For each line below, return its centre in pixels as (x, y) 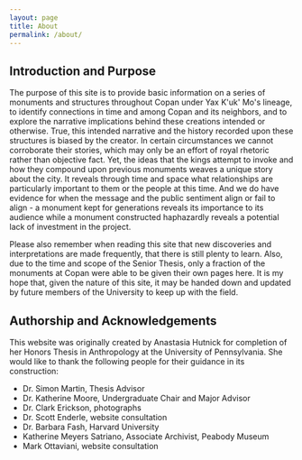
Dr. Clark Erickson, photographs (82, 408)
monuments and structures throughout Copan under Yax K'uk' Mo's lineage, (151, 102)
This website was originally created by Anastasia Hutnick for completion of (148, 342)
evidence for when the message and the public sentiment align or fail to (142, 198)
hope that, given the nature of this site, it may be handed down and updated (150, 283)
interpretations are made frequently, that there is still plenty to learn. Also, (146, 254)
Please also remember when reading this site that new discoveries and (141, 244)
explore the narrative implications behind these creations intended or (137, 122)
